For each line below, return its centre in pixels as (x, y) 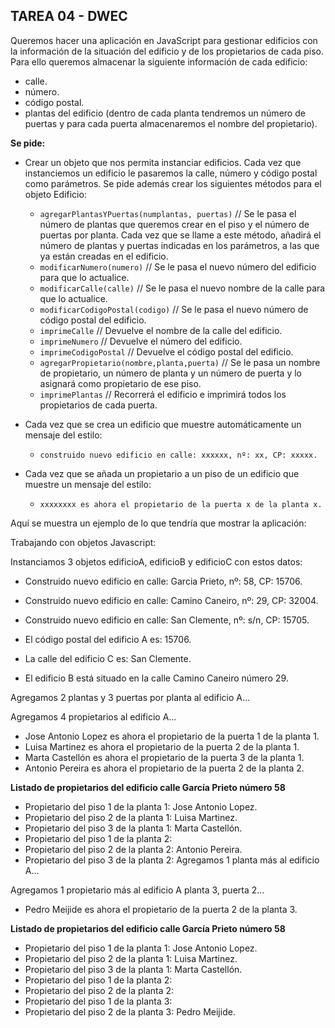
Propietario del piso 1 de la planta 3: (98, 1001)
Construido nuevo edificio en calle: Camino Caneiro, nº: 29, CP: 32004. (171, 600)
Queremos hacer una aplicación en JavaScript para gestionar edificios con (164, 40)
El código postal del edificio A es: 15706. (108, 639)
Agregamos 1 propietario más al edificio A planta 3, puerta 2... (137, 890)
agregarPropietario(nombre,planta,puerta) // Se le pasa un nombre (180, 362)
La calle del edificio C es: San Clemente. (108, 658)
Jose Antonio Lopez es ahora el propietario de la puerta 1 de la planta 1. (172, 736)
